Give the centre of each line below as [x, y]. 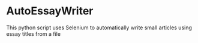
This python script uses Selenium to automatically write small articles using [99, 27]
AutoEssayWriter [50, 11]
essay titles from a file [34, 33]
